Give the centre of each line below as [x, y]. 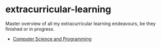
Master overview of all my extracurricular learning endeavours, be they [80, 24]
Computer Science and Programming [52, 39]
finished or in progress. [30, 29]
